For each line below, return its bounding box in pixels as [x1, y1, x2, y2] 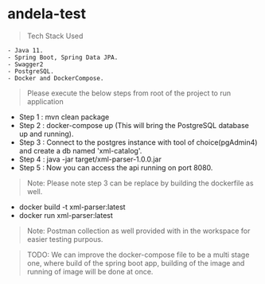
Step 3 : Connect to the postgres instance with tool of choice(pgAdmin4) [18, 137, 258, 147]
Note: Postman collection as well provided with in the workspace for [26, 226, 251, 235]
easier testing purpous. [26, 234, 103, 243]
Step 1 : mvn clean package [18, 112, 110, 122]
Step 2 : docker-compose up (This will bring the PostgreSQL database [18, 120, 250, 130]
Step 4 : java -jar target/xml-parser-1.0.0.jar [18, 154, 162, 164]
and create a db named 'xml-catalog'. [18, 146, 142, 155]
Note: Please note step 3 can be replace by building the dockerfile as [26, 178, 254, 188]
